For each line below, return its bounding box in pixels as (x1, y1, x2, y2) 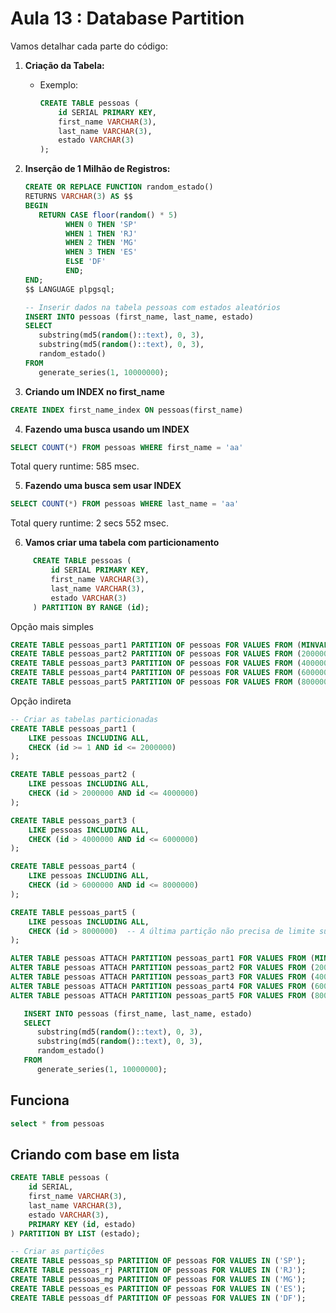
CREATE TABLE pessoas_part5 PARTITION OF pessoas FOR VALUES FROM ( (10, 677, 302, 687)
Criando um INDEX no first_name (24, 385, 165, 397)
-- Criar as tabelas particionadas (10, 714, 159, 724)
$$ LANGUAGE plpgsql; (24, 284, 115, 294)
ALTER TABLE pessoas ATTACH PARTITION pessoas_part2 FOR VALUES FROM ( (10, 963, 315, 973)
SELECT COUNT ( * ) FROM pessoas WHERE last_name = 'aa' (10, 499, 240, 509)
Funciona (10, 1092, 70, 1109)
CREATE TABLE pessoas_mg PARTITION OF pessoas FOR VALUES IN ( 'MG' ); (10, 1275, 307, 1285)
